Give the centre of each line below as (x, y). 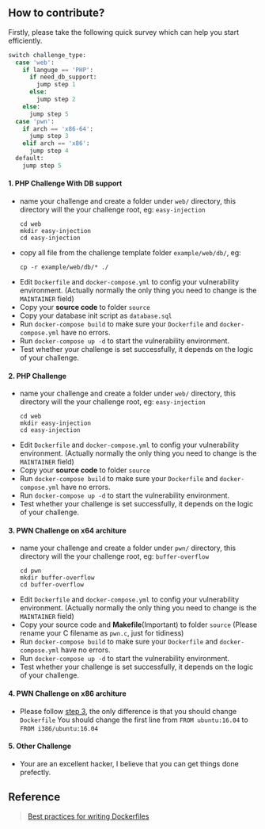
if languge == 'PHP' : (58, 70)
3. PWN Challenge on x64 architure (67, 530)
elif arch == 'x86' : (56, 143)
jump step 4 (49, 151)
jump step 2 (57, 99)
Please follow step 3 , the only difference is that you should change (128, 711)
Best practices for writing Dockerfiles (88, 816)
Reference (34, 797)
